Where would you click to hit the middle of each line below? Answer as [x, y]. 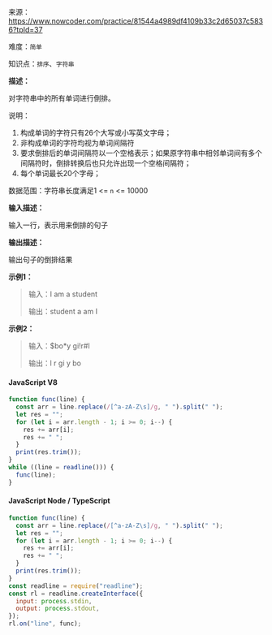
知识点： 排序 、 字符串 [41, 64]
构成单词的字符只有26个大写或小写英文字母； [96, 133]
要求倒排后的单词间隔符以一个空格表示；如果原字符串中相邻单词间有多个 [141, 153]
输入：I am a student [63, 294]
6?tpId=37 [26, 30]
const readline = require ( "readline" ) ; [76, 586]
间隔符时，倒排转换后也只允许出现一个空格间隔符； [106, 163]
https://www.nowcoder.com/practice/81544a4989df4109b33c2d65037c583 [136, 21]
